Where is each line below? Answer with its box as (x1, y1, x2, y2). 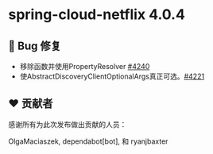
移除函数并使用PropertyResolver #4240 (19, 62, 150, 71)
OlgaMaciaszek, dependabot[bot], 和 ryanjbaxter (8, 137, 168, 146)
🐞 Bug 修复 (8, 39, 61, 52)
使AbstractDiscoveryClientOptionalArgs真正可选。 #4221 (19, 71, 205, 81)
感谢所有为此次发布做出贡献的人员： (8, 119, 127, 129)
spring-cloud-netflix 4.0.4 (8, 6, 185, 24)
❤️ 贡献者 (8, 97, 53, 110)
